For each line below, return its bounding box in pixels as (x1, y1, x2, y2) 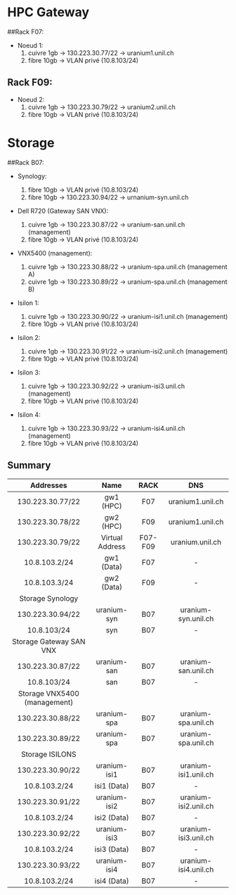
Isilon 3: (17, 368, 41, 377)
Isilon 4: (17, 410, 41, 419)
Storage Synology (19, 593, 79, 603)
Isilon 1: (17, 299, 40, 307)
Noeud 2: (17, 95, 45, 104)
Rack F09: (7, 77, 53, 89)
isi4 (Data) (94, 876, 129, 886)
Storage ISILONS (20, 749, 77, 759)
